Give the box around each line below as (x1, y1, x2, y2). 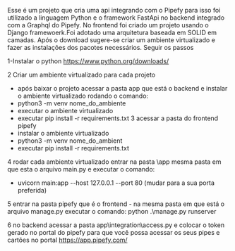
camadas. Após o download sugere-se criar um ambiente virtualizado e (7, 36, 215, 44)
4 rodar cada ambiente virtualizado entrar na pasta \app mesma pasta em (7, 157, 222, 166)
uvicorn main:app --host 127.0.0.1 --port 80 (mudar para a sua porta (17, 179, 215, 187)
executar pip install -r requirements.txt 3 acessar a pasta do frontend (17, 114, 219, 122)
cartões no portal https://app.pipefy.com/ (7, 236, 128, 244)
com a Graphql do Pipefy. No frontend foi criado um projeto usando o (7, 21, 210, 29)
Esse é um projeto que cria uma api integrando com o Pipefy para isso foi (7, 6, 221, 14)
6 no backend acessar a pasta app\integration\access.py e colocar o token (7, 221, 224, 229)
